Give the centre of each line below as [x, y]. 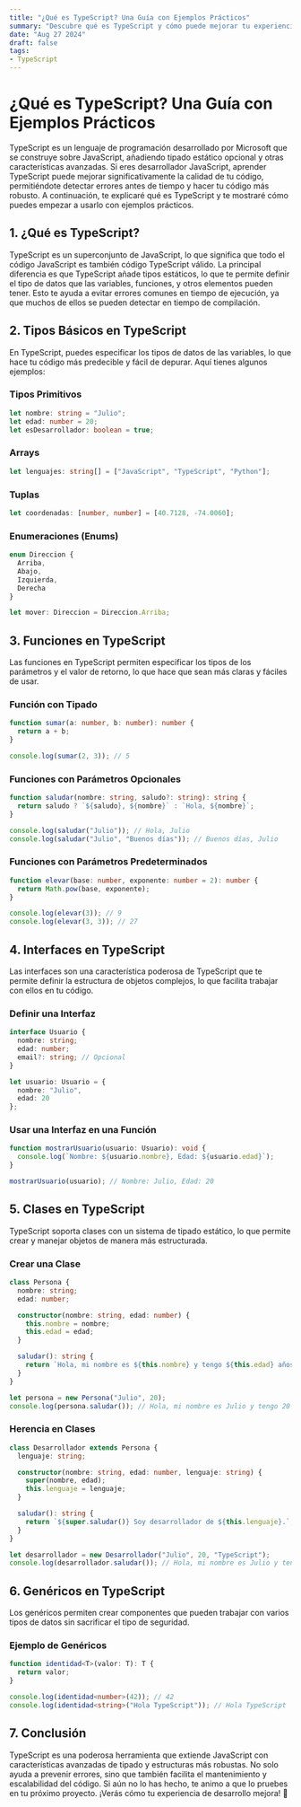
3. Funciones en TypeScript [87, 640]
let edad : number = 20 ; [54, 421]
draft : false [34, 43]
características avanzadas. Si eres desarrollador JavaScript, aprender [138, 166]
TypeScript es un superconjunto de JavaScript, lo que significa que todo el [147, 254]
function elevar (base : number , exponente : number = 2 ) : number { [134, 881]
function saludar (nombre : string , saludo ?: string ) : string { [128, 798]
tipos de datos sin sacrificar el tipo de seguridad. [99, 1622]
